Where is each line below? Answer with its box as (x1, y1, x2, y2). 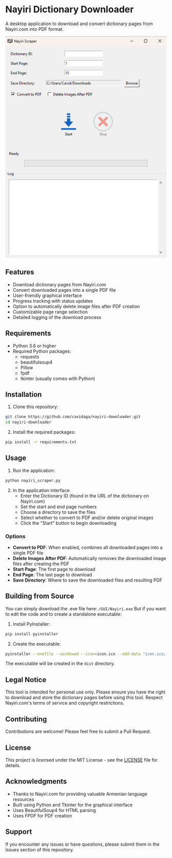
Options (5, 532, 26, 540)
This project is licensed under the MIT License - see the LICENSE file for (5, 756, 158, 763)
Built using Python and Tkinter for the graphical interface (12, 802, 133, 808)
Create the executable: (12, 641, 61, 647)
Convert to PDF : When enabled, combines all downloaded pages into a (12, 544, 163, 550)
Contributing (5, 714, 47, 724)
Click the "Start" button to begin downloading (20, 520, 117, 526)
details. (5, 762, 21, 768)
